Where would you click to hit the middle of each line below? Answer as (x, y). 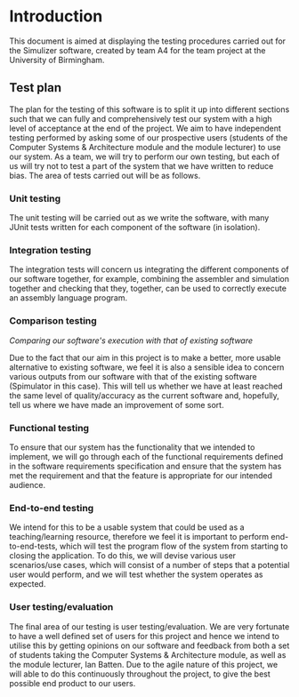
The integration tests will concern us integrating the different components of (149, 269)
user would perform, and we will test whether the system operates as (136, 574)
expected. (28, 584)
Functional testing (49, 428)
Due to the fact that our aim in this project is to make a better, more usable (145, 357)
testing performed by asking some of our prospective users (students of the (149, 137)
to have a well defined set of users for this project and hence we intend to (145, 636)
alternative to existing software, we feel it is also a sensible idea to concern (147, 367)
